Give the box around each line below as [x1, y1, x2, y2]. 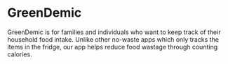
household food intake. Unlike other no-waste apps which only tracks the [7, 35, 220, 43]
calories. [7, 50, 33, 58]
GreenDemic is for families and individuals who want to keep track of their [7, 28, 221, 36]
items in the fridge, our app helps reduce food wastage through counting [7, 42, 218, 51]
